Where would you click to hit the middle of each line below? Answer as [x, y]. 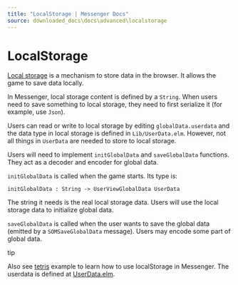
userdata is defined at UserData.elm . [61, 274]
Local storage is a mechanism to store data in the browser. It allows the [112, 76]
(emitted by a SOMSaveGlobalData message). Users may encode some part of [119, 232]
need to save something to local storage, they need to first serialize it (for [115, 105]
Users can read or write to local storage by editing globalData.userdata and [119, 126]
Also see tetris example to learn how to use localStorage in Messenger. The [118, 266]
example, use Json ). [36, 112]
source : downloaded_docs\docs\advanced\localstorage [87, 21]
